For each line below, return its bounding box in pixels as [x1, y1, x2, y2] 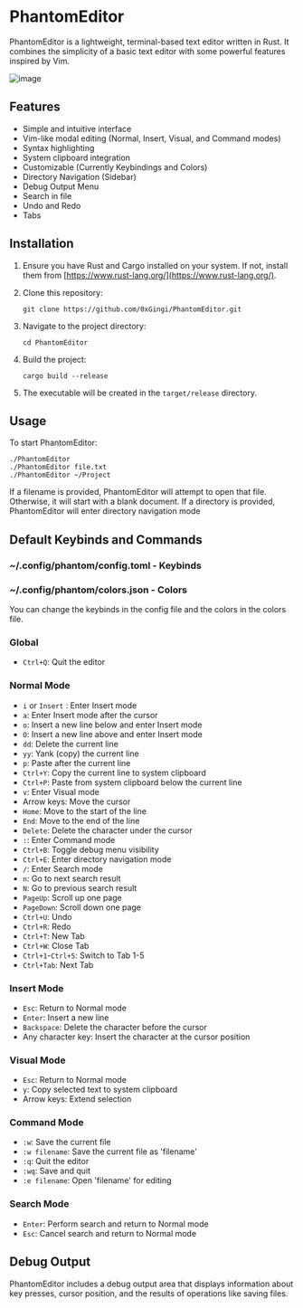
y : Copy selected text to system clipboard [22, 1084, 178, 1095]
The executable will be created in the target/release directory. [22, 387, 258, 398]
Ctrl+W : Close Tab [22, 940, 90, 951]
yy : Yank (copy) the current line [22, 748, 139, 759]
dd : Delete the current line [22, 738, 119, 749]
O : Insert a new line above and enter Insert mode [22, 728, 204, 739]
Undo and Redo [22, 200, 81, 211]
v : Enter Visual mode [22, 786, 99, 797]
